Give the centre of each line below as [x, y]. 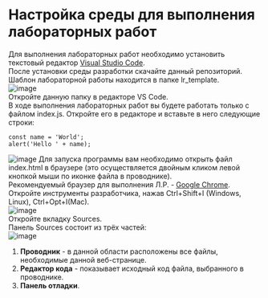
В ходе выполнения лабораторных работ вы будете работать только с [129, 105]
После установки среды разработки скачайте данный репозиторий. [126, 71]
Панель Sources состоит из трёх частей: [77, 227]
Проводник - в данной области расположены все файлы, [119, 251]
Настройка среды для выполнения [132, 15]
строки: [21, 122]
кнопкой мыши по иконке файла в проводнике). [90, 176]
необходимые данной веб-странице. [83, 259]
